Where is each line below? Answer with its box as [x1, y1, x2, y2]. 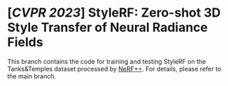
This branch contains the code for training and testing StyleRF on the [7, 57, 206, 65]
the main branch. [7, 71, 56, 80]
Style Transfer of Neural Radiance [7, 19, 208, 35]
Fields [7, 35, 43, 50]
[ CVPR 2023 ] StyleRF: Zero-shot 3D [7, 5, 221, 21]
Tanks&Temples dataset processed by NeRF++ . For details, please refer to [7, 64, 222, 73]
